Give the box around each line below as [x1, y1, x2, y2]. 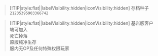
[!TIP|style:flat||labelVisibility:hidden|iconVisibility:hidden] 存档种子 [9, 5, 149, 11]
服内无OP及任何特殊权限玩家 [9, 45, 69, 51]
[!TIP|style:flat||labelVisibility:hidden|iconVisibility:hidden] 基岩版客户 [9, 20, 153, 26]
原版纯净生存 [9, 39, 36, 45]
